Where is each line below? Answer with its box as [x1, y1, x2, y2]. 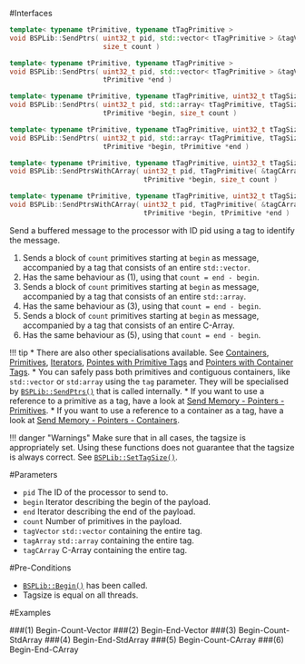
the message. [9, 234, 61, 245]
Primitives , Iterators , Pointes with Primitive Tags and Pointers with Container [9, 356, 293, 367]
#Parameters [9, 469, 58, 480]
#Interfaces [9, 8, 53, 18]
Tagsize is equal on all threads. [22, 590, 139, 600]
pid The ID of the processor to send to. [22, 486, 169, 498]
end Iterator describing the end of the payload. [22, 506, 196, 517]
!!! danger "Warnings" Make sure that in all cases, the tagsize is [9, 431, 247, 443]
